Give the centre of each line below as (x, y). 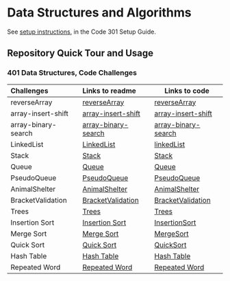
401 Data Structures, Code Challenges (72, 73)
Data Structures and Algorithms (99, 13)
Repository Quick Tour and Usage (80, 53)
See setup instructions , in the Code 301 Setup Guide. (81, 32)
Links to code (187, 91)
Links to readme (110, 91)
